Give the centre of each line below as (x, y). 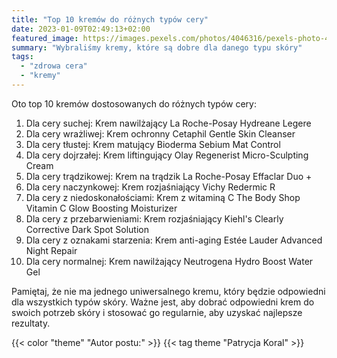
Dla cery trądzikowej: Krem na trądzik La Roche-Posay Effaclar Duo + (169, 176)
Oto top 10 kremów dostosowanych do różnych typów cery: (134, 103)
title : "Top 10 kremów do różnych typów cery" (110, 19)
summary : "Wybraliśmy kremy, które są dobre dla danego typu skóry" (157, 47)
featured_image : (45, 38)
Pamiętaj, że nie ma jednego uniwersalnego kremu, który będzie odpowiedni (168, 291)
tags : (22, 57)
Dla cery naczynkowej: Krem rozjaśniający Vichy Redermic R (150, 187)
